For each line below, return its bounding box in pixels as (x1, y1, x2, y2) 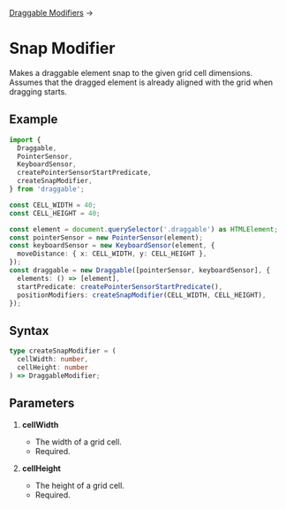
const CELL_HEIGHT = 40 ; (9, 209, 101, 217)
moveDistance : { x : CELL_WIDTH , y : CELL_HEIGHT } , (17, 249, 207, 259)
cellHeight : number (17, 362, 89, 372)
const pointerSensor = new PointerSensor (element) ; (9, 233, 203, 242)
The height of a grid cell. (34, 480, 125, 490)
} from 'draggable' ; (9, 185, 86, 194)
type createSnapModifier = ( (9, 346, 117, 356)
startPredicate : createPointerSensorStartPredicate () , (17, 282, 223, 291)
